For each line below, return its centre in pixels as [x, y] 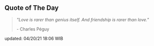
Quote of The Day [32, 8]
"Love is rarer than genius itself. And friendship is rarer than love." [83, 19]
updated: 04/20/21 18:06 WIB [34, 38]
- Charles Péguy [33, 29]
